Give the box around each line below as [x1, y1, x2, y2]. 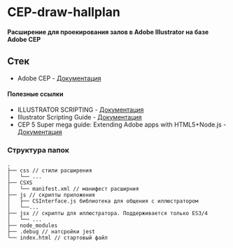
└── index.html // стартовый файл [7, 235, 108, 242]
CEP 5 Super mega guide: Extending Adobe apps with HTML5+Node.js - [17, 120, 227, 129]
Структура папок [7, 145, 70, 154]
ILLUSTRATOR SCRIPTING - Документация [17, 105, 144, 114]
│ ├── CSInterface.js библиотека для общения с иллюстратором [7, 198, 199, 205]
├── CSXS [7, 180, 33, 187]
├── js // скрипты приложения [7, 191, 96, 199]
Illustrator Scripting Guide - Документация [17, 112, 142, 121]
